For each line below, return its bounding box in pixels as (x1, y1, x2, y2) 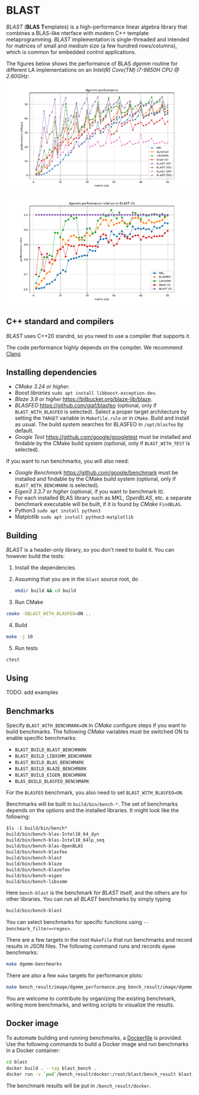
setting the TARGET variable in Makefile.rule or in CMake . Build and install (14, 414, 190, 422)
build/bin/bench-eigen (6, 873, 62, 879)
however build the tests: (6, 553, 65, 560)
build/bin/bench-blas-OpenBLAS (6, 843, 84, 849)
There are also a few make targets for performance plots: (6, 972, 143, 979)
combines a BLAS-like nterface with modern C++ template (6, 29, 149, 36)
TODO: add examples (6, 689, 59, 696)
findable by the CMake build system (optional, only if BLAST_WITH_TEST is (14, 440, 191, 447)
